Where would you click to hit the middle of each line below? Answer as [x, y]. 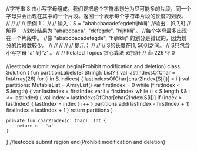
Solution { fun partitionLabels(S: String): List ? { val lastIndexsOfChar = [91, 73]
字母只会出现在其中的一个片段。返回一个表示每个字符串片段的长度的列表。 [96, 16]
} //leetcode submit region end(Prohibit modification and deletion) [86, 142]
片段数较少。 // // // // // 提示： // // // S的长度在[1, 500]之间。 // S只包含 [103, 45]
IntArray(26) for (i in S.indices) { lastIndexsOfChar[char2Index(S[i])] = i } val [98, 79]
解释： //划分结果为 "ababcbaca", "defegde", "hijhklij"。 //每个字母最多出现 [97, 31]
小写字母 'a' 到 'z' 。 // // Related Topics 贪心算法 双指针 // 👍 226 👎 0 [91, 53]
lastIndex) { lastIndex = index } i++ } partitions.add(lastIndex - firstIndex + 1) [98, 104]
